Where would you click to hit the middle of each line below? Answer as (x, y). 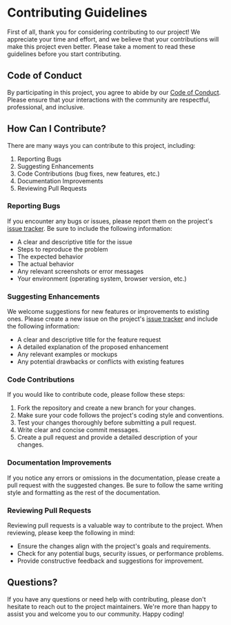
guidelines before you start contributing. (64, 54)
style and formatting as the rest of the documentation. (84, 492)
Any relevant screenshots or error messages (80, 271)
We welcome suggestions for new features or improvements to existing (108, 312)
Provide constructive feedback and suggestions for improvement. (110, 561)
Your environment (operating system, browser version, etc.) (102, 279)
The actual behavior (46, 263)
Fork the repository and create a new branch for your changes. (107, 408)
